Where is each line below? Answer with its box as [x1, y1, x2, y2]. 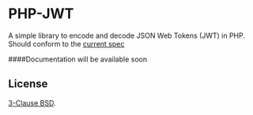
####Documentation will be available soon [8, 54, 148, 64]
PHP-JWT [8, 5, 74, 23]
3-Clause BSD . [8, 98, 57, 107]
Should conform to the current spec [8, 39, 125, 48]
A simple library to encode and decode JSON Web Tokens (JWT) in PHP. [8, 31, 246, 40]
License [8, 77, 48, 91]
